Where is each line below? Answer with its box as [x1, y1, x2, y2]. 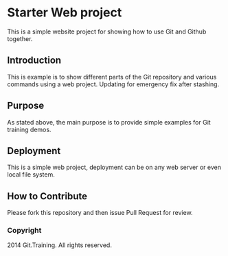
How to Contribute [7, 190, 88, 202]
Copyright [7, 226, 42, 235]
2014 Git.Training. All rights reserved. [7, 241, 112, 249]
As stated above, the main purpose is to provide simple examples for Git [7, 118, 211, 126]
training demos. [7, 125, 52, 133]
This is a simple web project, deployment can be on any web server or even [7, 163, 222, 172]
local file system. [7, 170, 55, 179]
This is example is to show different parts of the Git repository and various [7, 73, 217, 81]
